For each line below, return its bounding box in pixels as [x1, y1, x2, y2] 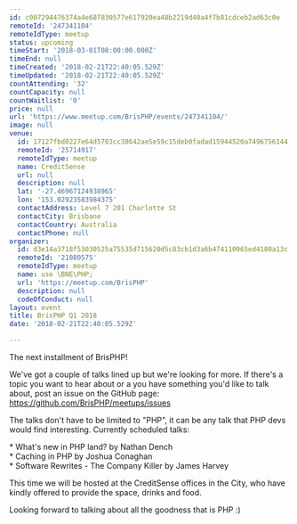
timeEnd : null [9, 54, 62, 63]
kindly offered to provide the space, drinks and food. [9, 487, 202, 497]
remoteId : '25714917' [17, 145, 98, 154]
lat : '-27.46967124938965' [17, 187, 117, 196]
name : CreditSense [17, 162, 86, 171]
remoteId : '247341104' [9, 21, 93, 30]
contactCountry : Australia [17, 220, 117, 229]
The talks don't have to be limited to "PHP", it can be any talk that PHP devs [9, 415, 286, 425]
